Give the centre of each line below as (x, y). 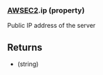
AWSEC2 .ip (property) (46, 10)
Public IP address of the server (51, 26)
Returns (25, 47)
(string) (28, 64)
